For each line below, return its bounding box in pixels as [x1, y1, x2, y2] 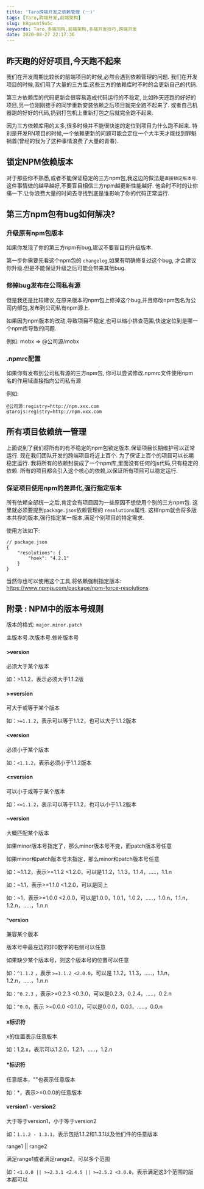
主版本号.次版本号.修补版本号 [6, 633, 79, 641]
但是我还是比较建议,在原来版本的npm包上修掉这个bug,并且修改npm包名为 [6, 296, 191, 304]
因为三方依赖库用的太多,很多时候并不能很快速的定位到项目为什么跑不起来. [6, 122, 191, 129]
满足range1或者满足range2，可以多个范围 [6, 1155, 111, 1162]
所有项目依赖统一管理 [6, 427, 86, 437]
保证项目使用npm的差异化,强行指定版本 [6, 484, 122, 492]
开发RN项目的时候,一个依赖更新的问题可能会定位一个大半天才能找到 [16, 129, 186, 137]
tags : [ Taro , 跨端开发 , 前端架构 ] [6, 15, 81, 21]
